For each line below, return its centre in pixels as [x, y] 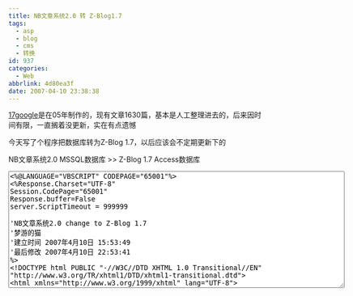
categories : [28, 69]
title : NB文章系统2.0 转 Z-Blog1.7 [66, 16]
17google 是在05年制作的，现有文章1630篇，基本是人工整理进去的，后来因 [132, 115]
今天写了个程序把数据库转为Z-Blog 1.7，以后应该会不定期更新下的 [117, 142]
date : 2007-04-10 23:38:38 [54, 91]
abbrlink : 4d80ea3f [41, 83]
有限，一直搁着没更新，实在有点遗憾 [75, 125]
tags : [17, 23]
